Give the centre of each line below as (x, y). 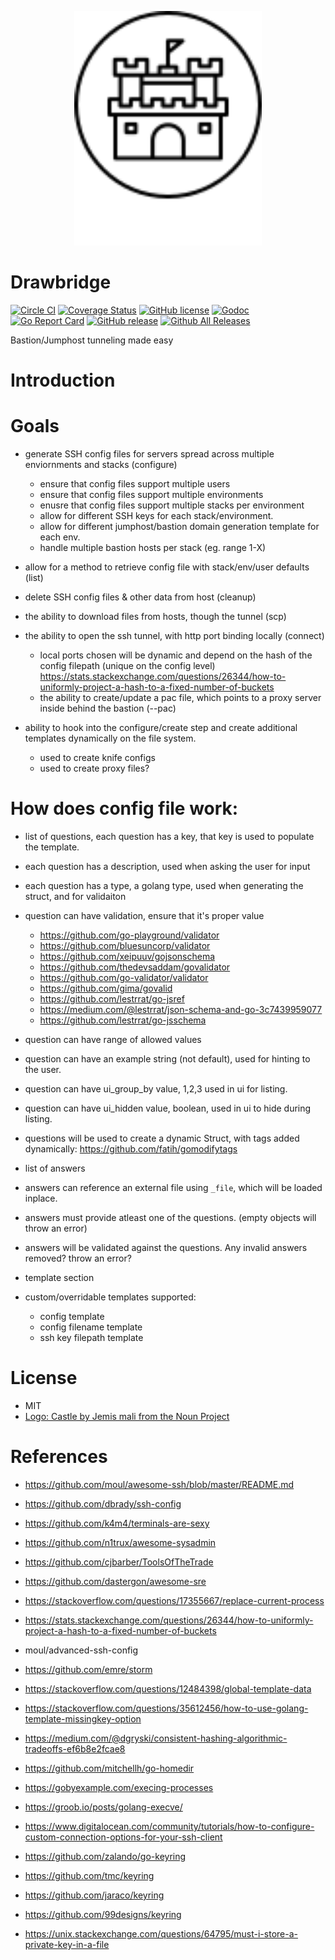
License (44, 1378)
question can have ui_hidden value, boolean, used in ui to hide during (168, 1108)
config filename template (91, 1327)
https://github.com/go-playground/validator (129, 935)
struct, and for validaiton (75, 896)
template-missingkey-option (83, 1718)
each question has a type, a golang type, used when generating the (164, 885)
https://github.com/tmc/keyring (89, 1875)
